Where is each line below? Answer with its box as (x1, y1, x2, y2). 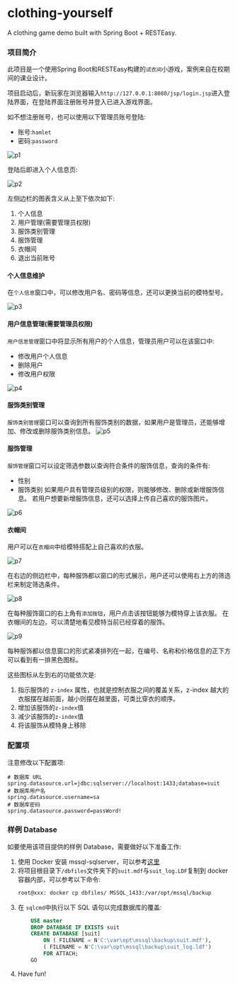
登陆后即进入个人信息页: (7, 165, 78, 174)
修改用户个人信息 (17, 352, 68, 360)
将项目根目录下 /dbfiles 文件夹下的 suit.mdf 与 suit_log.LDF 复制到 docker (17, 866, 228, 875)
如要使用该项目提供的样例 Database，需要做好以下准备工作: (7, 842, 182, 851)
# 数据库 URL (7, 773, 42, 781)
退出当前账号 (17, 254, 55, 262)
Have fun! (17, 969, 47, 978)
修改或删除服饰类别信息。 (19, 427, 94, 435)
